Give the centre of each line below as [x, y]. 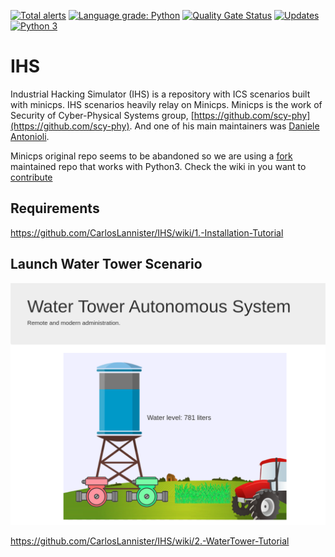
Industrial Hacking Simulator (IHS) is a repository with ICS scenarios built [160, 94]
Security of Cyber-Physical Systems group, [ [102, 115]
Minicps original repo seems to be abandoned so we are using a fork [151, 156]
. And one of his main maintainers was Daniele [224, 126]
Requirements [55, 208]
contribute [31, 177]
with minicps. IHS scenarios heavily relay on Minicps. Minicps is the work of [166, 104]
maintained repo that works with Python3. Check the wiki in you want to [158, 166]
